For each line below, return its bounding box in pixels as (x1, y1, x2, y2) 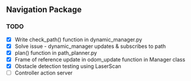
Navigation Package (6, 5, 82, 15)
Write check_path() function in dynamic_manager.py (14, 35, 143, 43)
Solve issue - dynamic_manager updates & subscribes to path (14, 43, 166, 50)
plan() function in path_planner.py (14, 49, 98, 56)
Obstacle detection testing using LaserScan (14, 62, 121, 70)
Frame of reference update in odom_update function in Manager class (14, 56, 186, 63)
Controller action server (14, 69, 73, 76)
